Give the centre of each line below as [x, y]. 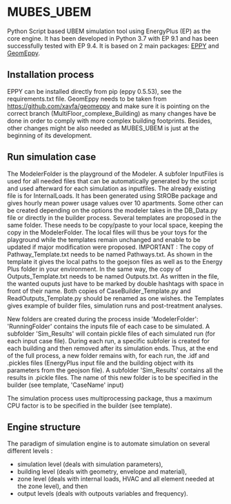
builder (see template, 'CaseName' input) [66, 385]
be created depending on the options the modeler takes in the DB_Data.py [112, 210]
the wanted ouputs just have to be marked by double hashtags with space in [115, 283]
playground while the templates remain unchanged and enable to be [104, 239]
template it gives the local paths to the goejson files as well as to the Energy [115, 261]
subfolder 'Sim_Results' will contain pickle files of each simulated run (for [111, 333]
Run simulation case [52, 157]
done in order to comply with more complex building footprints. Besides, [110, 121]
